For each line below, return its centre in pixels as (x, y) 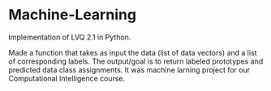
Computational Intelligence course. (67, 78)
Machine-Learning (72, 15)
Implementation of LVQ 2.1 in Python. (70, 37)
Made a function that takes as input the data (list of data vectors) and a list (133, 52)
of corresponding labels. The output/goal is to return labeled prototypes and (136, 61)
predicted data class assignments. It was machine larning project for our (129, 69)
